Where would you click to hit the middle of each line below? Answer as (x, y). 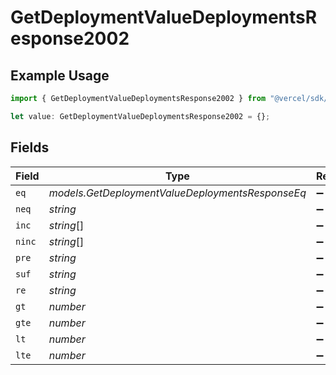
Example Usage (60, 75)
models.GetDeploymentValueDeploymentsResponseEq (177, 193)
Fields (30, 147)
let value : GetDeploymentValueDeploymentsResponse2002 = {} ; (140, 116)
